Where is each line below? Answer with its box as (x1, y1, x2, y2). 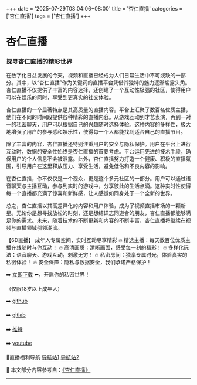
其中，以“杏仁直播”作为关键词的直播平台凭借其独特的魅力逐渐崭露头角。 (16, 79, 191, 86)
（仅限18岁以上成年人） (6, 285, 63, 292)
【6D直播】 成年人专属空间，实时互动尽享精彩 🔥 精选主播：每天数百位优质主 (6, 237, 191, 244)
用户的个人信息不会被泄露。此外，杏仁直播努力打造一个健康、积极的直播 (11, 155, 186, 162)
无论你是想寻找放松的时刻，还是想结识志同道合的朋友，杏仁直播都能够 (16, 210, 186, 217)
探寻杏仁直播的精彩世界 (6, 57, 72, 66)
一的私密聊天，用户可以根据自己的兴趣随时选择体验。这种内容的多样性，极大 (6, 121, 191, 128)
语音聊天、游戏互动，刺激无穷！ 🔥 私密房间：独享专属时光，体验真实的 (16, 251, 188, 258)
